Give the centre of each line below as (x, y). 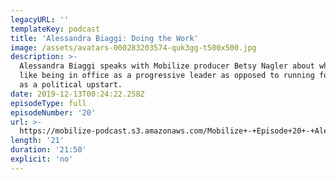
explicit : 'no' (42, 159)
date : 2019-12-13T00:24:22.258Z (77, 94)
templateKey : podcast (55, 29)
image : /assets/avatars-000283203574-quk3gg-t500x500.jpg (133, 47)
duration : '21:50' (48, 150)
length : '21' (37, 141)
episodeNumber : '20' (53, 112)
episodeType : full (48, 103)
